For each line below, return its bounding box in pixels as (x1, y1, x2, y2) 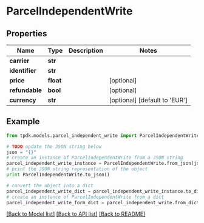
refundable (9, 86, 42, 95)
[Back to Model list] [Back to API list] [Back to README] (6, 210, 146, 218)
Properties (6, 28, 47, 39)
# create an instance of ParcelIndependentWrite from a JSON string (6, 155, 183, 161)
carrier (9, 56, 30, 65)
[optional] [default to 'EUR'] (109, 96, 188, 104)
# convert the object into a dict (6, 182, 94, 188)
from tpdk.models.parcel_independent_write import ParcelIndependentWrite (6, 132, 200, 139)
